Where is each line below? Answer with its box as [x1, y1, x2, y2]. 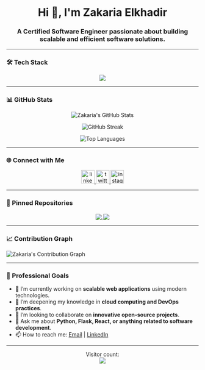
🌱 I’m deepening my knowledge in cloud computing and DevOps [15, 298, 179, 305]
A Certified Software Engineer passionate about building [16, 27, 189, 36]
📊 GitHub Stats [6, 95, 53, 104]
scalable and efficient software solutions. [39, 35, 166, 43]
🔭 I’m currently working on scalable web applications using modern [15, 285, 187, 293]
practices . [15, 305, 41, 312]
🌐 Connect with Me [6, 156, 65, 164]
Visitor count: [85, 350, 120, 358]
